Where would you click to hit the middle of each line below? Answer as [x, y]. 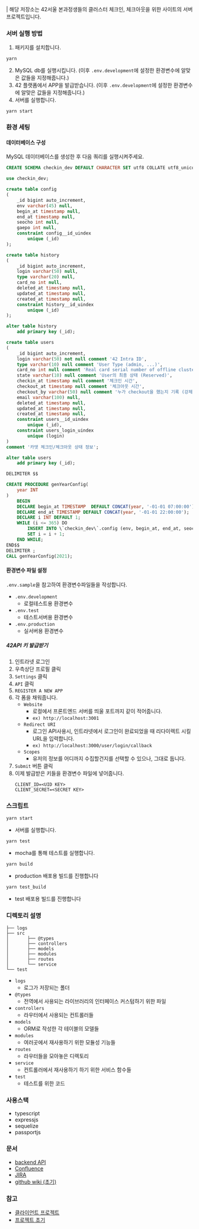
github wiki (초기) [36, 1182]
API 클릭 [24, 684]
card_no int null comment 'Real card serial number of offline [97, 370]
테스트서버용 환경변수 [48, 617]
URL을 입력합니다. [53, 738]
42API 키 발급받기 [27, 645]
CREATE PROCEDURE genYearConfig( [47, 485]
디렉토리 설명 [24, 915]
